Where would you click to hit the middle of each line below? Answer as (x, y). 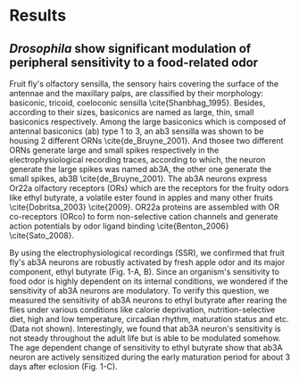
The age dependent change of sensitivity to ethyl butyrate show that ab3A (146, 348)
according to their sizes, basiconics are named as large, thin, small (132, 112)
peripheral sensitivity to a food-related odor (134, 62)
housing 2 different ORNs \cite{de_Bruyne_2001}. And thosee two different (146, 141)
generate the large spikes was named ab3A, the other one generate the (141, 169)
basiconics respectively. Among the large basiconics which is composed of (148, 122)
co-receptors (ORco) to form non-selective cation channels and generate (144, 216)
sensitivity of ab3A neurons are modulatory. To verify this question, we (139, 290)
